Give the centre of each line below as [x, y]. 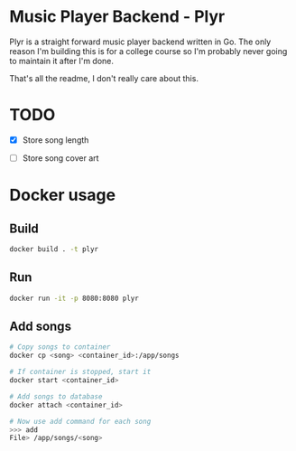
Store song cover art [60, 158]
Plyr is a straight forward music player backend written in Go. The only [140, 42]
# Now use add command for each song [80, 421]
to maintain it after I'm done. [62, 61]
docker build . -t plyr [54, 249]
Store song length [55, 140]
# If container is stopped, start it [80, 372]
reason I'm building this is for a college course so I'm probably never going [148, 51]
